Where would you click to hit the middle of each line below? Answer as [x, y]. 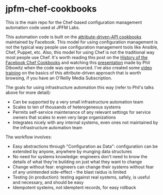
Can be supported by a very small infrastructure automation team [78, 102]
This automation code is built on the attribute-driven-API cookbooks [73, 37]
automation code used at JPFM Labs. [43, 27]
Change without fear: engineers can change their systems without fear [83, 167]
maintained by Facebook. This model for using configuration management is [82, 42]
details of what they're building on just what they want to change [77, 162]
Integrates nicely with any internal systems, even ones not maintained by [85, 122]
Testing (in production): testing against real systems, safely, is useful [81, 177]
